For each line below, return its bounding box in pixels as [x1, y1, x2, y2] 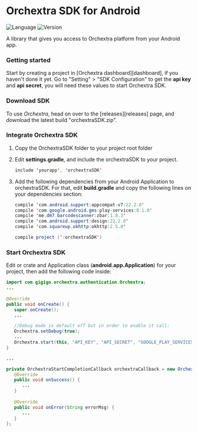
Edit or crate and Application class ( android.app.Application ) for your [6, 262, 176, 269]
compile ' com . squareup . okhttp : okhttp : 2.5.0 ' [14, 224, 126, 230]
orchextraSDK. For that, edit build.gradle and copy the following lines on [14, 184, 192, 191]
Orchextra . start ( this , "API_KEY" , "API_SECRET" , [14, 339, 136, 345]
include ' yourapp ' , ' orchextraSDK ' [14, 167, 103, 173]
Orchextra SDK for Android [6, 4, 140, 18]
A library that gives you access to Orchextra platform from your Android [6, 35, 180, 42]
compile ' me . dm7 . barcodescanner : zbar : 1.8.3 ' [14, 213, 126, 219]
